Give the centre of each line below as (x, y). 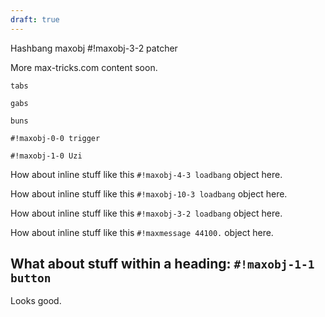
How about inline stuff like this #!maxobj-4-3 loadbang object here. (146, 174)
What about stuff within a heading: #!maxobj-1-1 (162, 264)
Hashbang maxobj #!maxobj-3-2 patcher (94, 48)
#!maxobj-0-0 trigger (55, 138)
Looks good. (36, 301)
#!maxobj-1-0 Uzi (46, 156)
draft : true (35, 19)
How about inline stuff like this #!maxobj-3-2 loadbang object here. (146, 213)
